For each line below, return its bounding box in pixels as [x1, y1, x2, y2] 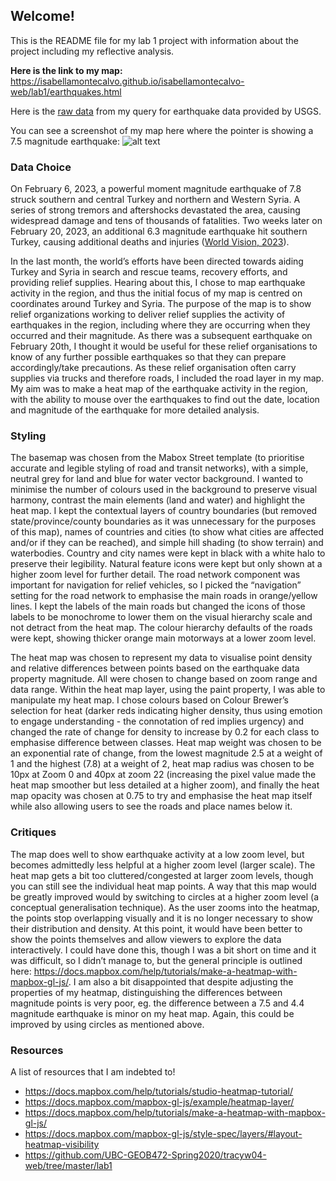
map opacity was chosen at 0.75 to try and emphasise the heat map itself [10, 790, 313, 802]
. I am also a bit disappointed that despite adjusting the [68, 975, 294, 988]
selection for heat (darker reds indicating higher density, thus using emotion [10, 705, 323, 717]
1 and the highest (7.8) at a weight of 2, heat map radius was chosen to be [10, 758, 315, 770]
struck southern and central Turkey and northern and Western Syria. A [10, 194, 301, 206]
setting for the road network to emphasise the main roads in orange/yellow [10, 590, 318, 602]
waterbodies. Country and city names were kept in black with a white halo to [10, 547, 326, 559]
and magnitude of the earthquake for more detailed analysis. [10, 404, 260, 416]
